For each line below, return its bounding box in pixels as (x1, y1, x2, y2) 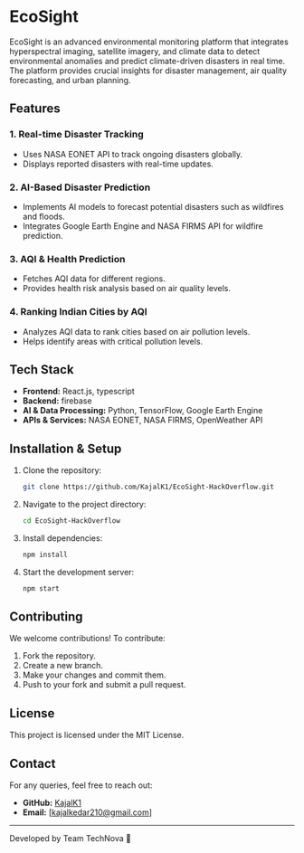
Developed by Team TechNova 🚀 (9, 833, 132, 844)
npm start (22, 583, 61, 593)
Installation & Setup (9, 441, 122, 456)
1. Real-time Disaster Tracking (9, 128, 145, 141)
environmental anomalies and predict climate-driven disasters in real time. (9, 55, 286, 66)
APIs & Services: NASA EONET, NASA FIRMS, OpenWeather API (22, 414, 263, 426)
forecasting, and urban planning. (9, 74, 131, 85)
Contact (9, 755, 56, 771)
